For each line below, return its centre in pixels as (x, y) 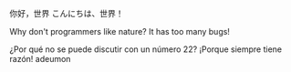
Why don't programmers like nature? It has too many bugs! (120, 31)
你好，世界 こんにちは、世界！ (67, 13)
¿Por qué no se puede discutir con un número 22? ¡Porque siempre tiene (146, 49)
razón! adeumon (40, 59)
